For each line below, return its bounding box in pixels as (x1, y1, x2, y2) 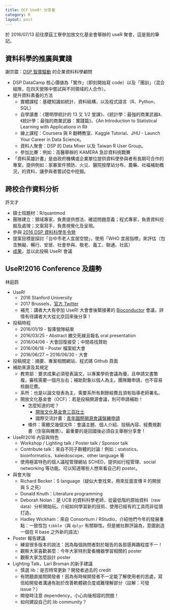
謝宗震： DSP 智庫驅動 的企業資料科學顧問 (5, 69, 92, 75)
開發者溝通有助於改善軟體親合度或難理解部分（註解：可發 (29, 579, 150, 586)
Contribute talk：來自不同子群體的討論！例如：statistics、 (20, 446, 141, 452)
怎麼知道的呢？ (27, 402, 59, 408)
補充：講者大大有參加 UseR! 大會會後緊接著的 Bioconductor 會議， (20, 307, 159, 313)
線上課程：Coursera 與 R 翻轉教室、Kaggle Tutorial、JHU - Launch (20, 130, 161, 136)
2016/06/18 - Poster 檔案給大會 (20, 345, 86, 351)
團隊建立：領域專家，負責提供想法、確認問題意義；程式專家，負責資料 (12, 216, 160, 222)
